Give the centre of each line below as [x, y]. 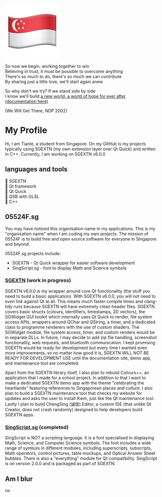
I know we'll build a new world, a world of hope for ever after [66, 96]
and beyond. [17, 244]
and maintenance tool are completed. [42, 363]
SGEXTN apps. [20, 415]
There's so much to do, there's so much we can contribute [63, 76]
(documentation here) [27, 101]
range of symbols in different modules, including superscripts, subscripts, [79, 448]
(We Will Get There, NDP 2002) [36, 111]
